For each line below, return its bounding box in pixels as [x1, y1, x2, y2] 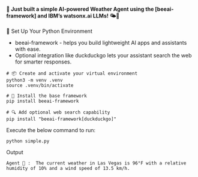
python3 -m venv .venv [6, 77, 63, 84]
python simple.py [6, 138, 50, 144]
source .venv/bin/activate [6, 83, 74, 89]
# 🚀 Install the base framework [6, 93, 87, 99]
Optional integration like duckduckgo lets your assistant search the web [14, 52, 192, 59]
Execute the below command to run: [6, 127, 96, 134]
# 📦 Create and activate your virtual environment [6, 71, 138, 77]
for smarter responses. [14, 58, 72, 66]
